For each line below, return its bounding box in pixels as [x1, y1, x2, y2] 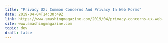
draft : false [5, 30, 32, 35]
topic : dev [5, 26, 28, 31]
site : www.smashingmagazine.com [5, 21, 72, 26]
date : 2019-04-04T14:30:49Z [5, 12, 64, 17]
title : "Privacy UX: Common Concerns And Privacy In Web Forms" [5, 7, 142, 12]
